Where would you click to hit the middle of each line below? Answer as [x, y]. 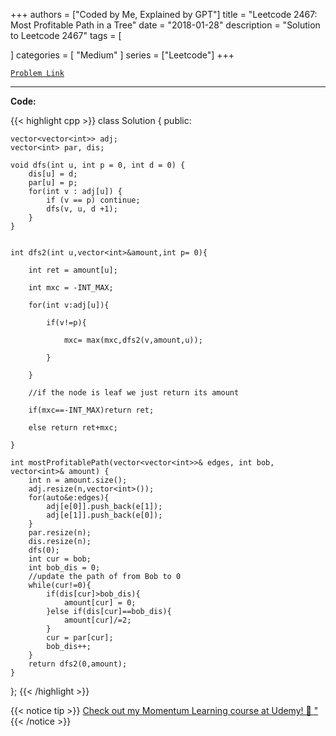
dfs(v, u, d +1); [82, 209]
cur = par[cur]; [80, 638]
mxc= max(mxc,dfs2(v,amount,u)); [133, 340]
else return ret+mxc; [73, 428]
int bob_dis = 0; [64, 568]
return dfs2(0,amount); [78, 664]
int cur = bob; [60, 559]
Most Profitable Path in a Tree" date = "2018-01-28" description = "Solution [165, 25]
